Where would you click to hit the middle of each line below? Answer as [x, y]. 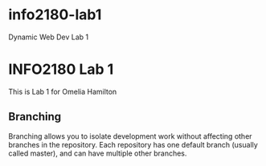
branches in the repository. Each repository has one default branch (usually [133, 144]
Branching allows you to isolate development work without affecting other [130, 136]
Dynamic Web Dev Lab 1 [49, 37]
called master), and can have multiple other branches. [98, 153]
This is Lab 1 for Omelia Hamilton [63, 91]
